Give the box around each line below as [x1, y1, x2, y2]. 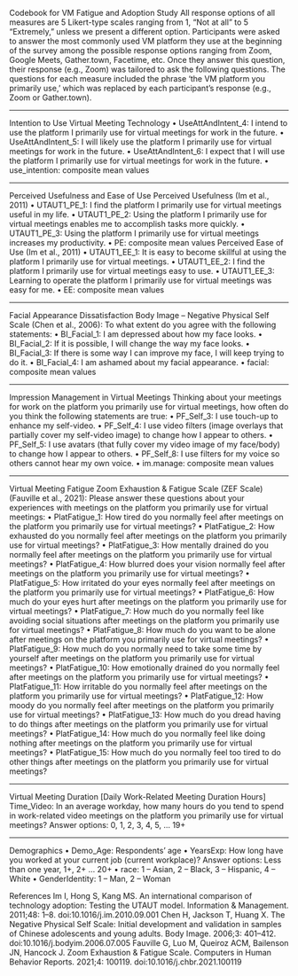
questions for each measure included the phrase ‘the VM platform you [9, 74, 266, 83]
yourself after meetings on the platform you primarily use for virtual [9, 653, 255, 663]
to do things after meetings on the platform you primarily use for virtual [9, 719, 269, 730]
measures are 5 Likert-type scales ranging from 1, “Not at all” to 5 [9, 17, 249, 27]
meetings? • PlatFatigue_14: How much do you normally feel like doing [9, 729, 266, 738]
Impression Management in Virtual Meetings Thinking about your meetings [9, 392, 282, 402]
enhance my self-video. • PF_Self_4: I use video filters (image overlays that [9, 420, 284, 431]
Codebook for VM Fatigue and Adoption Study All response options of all [9, 8, 276, 18]
